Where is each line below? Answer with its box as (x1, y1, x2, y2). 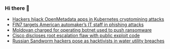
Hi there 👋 (5, 5, 30, 12)
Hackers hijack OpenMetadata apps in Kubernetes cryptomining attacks (12, 16, 164, 22)
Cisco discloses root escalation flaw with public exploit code (12, 33, 140, 39)
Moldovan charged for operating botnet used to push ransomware (12, 27, 152, 33)
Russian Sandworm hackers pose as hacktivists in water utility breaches (12, 38, 165, 44)
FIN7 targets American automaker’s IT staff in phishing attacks (12, 21, 144, 28)
